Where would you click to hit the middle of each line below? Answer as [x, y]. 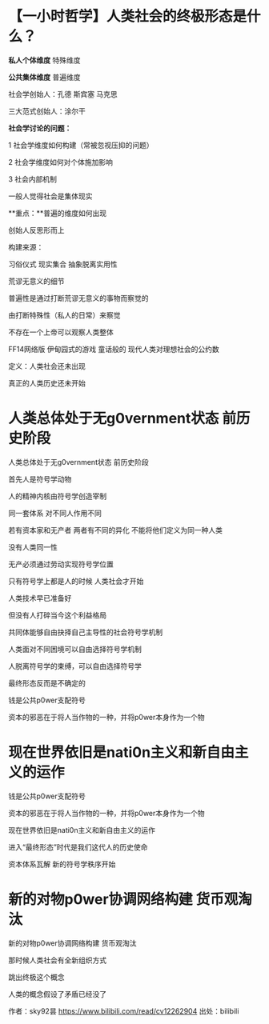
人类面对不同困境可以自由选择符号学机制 [75, 649]
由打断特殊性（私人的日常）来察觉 [64, 315]
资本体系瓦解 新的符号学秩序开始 [62, 864]
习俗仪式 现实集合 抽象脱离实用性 [63, 264]
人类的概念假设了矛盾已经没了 [57, 994]
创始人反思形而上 [36, 230]
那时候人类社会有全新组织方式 [57, 960]
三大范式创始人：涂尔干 [47, 111]
